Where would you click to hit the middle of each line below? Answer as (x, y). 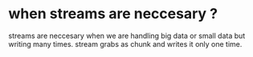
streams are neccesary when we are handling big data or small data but (127, 36)
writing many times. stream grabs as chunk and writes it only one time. (125, 44)
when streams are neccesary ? (113, 14)
